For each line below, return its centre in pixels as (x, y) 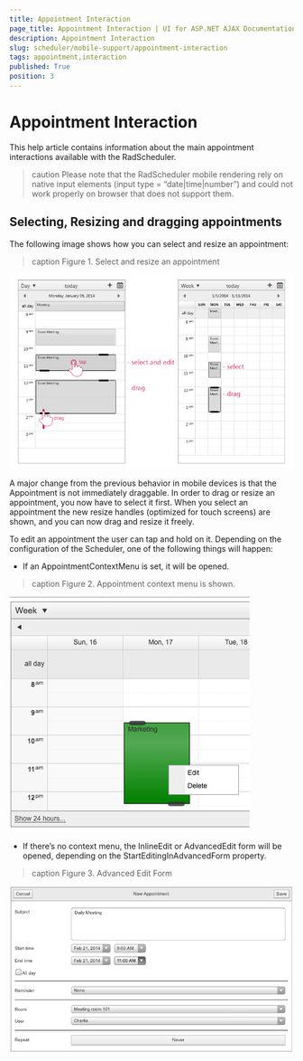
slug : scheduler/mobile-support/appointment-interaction (119, 48)
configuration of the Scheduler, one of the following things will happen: (141, 549)
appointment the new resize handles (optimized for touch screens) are (140, 512)
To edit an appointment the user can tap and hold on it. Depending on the (146, 539)
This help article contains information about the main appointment (132, 147)
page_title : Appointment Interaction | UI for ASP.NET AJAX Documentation (153, 28)
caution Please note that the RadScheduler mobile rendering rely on (157, 174)
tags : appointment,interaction (68, 57)
